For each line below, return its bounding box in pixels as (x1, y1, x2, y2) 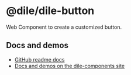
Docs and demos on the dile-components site (14, 62, 125, 69)
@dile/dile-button (6, 4, 95, 18)
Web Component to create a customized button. (6, 23, 122, 30)
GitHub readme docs (14, 56, 65, 63)
